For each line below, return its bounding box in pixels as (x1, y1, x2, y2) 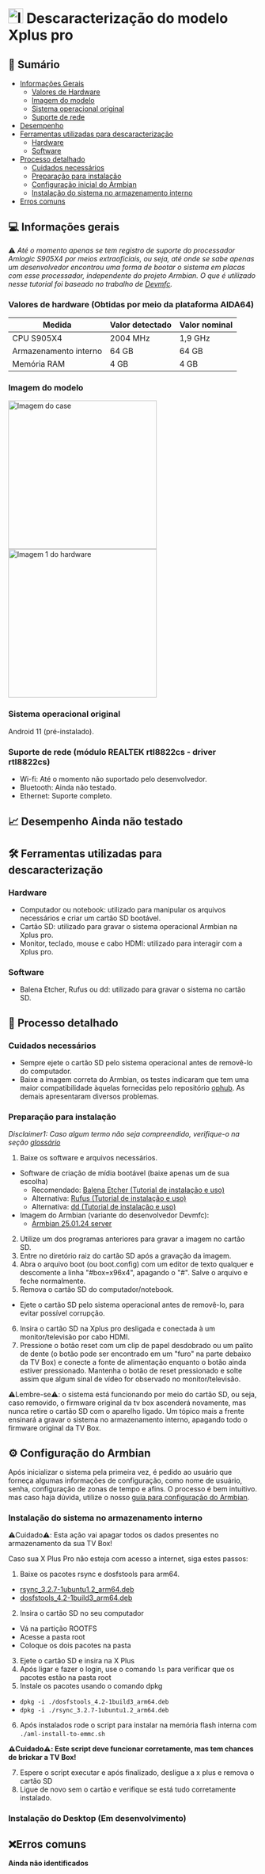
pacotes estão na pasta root (19, 1673, 112, 1682)
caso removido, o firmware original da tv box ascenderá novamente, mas (8, 1398, 247, 1407)
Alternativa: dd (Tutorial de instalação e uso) (31, 1202, 176, 1212)
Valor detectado (109, 319, 172, 330)
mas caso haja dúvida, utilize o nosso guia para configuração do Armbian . (8, 1493, 250, 1503)
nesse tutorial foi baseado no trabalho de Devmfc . (8, 279, 172, 288)
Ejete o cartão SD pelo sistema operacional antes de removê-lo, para (19, 1300, 244, 1310)
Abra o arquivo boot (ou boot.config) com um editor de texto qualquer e (19, 1259, 255, 1269)
